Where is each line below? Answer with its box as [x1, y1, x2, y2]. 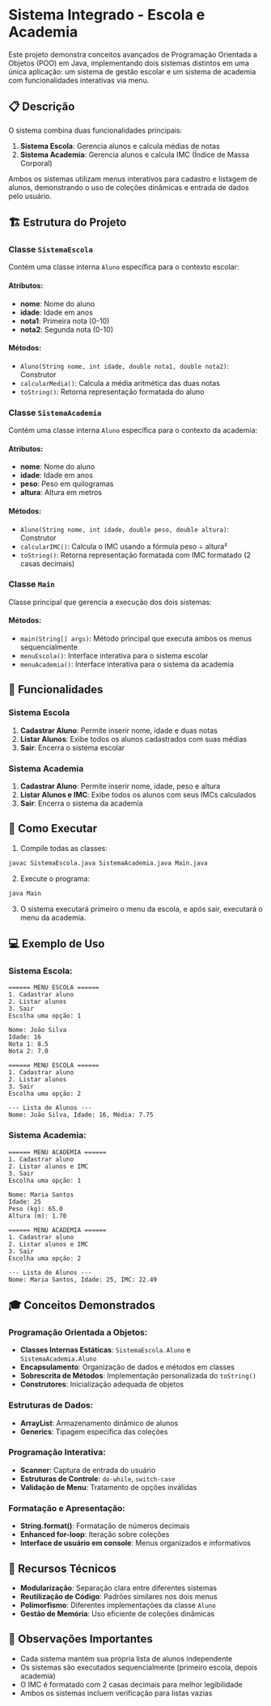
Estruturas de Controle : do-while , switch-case [19, 1474, 176, 1484]
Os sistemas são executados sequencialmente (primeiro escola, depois [19, 1662, 258, 1672]
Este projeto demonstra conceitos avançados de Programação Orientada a [8, 49, 257, 59]
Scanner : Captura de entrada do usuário [19, 1465, 156, 1475]
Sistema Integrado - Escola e [8, 6, 205, 24]
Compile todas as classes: [19, 843, 108, 853]
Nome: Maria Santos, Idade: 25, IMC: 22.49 [8, 1276, 158, 1284]
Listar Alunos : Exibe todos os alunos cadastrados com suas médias [19, 734, 248, 743]
